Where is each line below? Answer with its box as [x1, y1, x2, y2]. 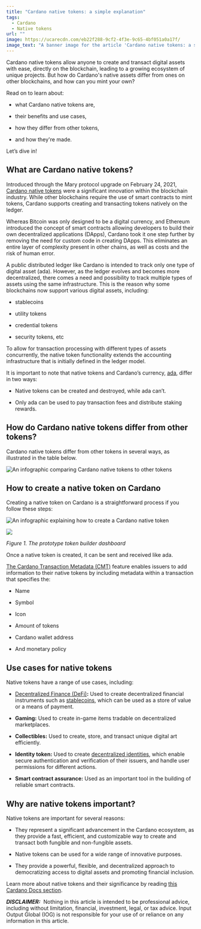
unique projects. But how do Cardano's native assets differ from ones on [6, 71, 185, 79]
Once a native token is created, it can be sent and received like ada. [6, 551, 173, 559]
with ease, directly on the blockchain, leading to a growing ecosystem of [6, 65, 185, 72]
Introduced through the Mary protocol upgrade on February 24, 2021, [6, 180, 177, 188]
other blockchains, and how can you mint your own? [6, 77, 135, 85]
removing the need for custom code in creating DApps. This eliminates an [6, 237, 188, 244]
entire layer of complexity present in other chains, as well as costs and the [6, 243, 190, 251]
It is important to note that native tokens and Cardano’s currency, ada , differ [6, 369, 193, 376]
